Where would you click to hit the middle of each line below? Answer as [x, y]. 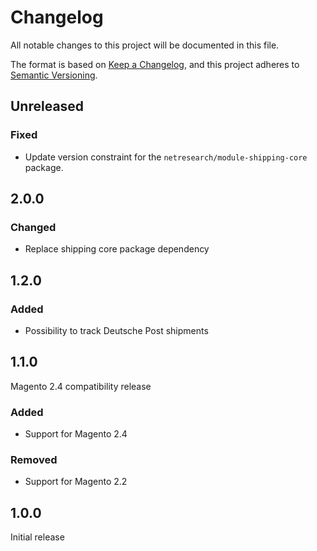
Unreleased [47, 106]
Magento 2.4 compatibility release [81, 386]
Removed [34, 460]
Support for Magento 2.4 [76, 434]
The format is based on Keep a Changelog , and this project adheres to [155, 64]
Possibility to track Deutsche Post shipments [116, 330]
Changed [33, 227]
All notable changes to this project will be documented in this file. [145, 45]
